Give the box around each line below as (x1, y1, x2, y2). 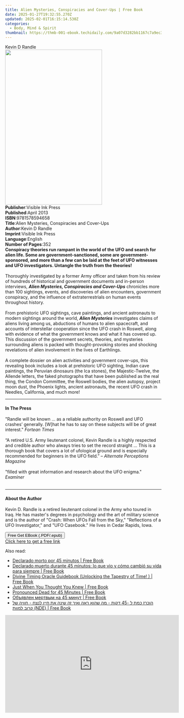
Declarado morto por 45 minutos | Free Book (12, 558, 104, 564)
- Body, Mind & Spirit (9, 26, 57, 31)
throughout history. (5, 299, 45, 305)
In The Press (5, 405, 32, 411)
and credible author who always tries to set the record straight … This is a (5, 442, 156, 448)
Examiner (5, 474, 25, 480)
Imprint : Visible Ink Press (5, 231, 56, 236)
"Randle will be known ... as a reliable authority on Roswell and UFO (5, 416, 143, 422)
